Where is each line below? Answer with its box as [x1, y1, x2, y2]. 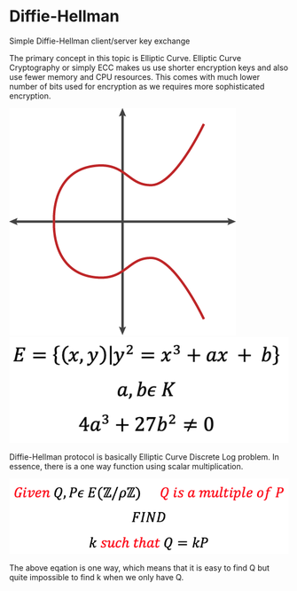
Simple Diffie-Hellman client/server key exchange [9, 35, 191, 46]
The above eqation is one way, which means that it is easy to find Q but [9, 562, 270, 573]
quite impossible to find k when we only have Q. [9, 571, 184, 582]
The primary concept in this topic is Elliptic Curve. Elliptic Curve [9, 52, 242, 63]
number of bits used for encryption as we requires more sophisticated [9, 81, 265, 91]
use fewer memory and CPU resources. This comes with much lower [9, 71, 261, 82]
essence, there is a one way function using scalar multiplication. [9, 461, 244, 472]
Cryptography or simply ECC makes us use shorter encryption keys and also [9, 62, 289, 73]
